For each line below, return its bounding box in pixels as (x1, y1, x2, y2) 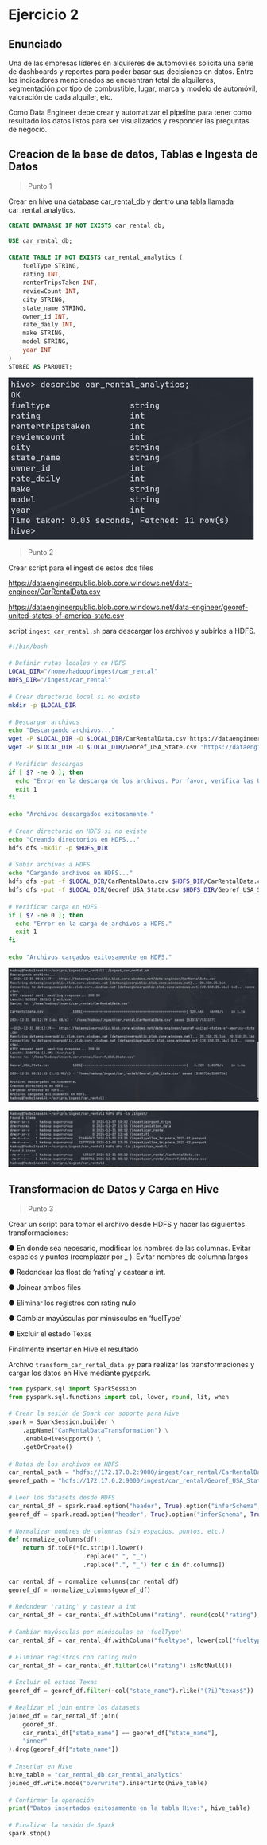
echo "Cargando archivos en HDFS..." (8, 870, 133, 878)
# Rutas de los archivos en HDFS (8, 1460, 119, 1468)
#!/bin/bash (8, 643, 48, 651)
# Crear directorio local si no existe (8, 693, 141, 701)
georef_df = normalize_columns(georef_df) (8, 1586, 151, 1594)
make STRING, (22, 329, 66, 338)
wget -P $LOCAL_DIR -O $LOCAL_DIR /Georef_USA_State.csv (8, 743, 197, 752)
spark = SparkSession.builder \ (8, 1418, 115, 1426)
